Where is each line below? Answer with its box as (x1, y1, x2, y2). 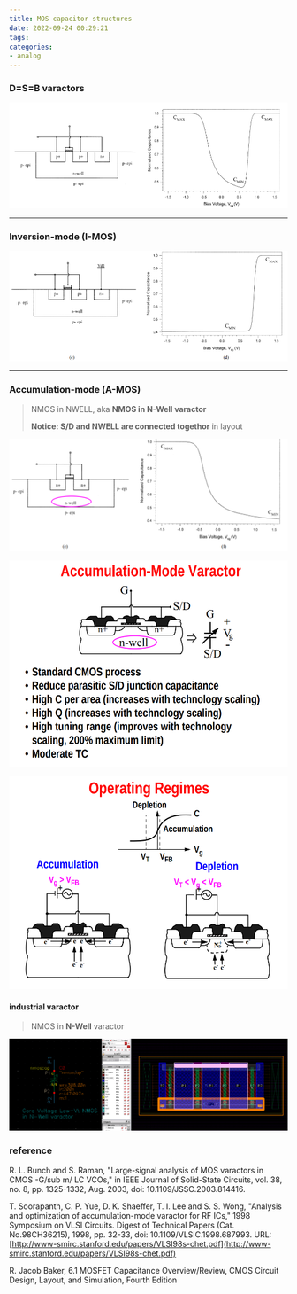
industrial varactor (9, 1002, 80, 1012)
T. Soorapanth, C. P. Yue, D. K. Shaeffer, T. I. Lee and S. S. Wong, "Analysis (9, 1201, 283, 1212)
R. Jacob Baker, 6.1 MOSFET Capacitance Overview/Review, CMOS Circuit (9, 1265, 279, 1275)
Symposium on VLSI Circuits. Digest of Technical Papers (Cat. (9, 1220, 235, 1230)
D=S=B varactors (9, 82, 85, 95)
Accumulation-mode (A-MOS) (9, 384, 141, 396)
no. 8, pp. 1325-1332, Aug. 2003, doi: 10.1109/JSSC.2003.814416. (9, 1183, 246, 1194)
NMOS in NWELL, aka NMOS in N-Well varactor (30, 403, 207, 414)
